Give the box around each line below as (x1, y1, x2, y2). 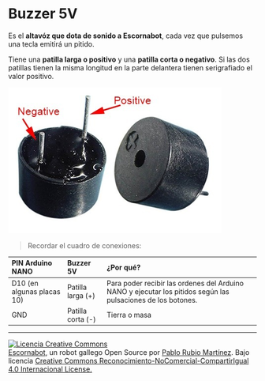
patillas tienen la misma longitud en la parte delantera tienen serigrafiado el (8, 62, 252, 72)
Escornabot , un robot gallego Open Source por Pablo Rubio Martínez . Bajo (8, 348, 250, 357)
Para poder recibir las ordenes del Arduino (106, 278, 244, 288)
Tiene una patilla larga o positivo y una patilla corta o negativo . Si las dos (8, 55, 250, 64)
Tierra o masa (106, 310, 152, 320)
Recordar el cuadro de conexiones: (27, 240, 142, 250)
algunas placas (11, 286, 61, 296)
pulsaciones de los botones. (106, 295, 198, 304)
